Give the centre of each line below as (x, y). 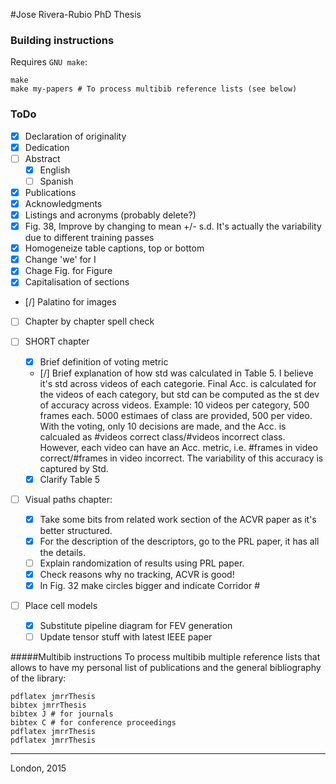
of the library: (38, 678)
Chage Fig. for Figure (68, 271)
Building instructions (62, 40)
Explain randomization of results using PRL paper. (142, 563)
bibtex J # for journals (62, 714)
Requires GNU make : (49, 62)
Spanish (56, 181)
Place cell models (61, 606)
